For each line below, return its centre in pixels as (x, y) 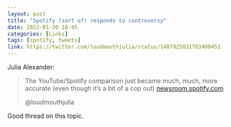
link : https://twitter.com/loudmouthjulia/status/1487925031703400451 (114, 47)
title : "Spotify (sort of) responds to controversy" (87, 21)
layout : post (27, 14)
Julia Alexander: (31, 67)
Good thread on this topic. (45, 116)
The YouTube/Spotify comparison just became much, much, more (121, 81)
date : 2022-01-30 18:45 (43, 27)
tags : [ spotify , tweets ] (44, 40)
